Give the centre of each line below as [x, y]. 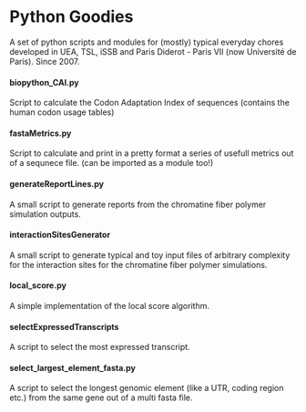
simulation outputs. [46, 214]
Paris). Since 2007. [45, 61]
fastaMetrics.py [41, 133]
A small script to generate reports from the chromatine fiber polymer [138, 204]
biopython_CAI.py [44, 82]
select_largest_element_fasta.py [73, 367]
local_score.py [38, 285]
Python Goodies [71, 17]
